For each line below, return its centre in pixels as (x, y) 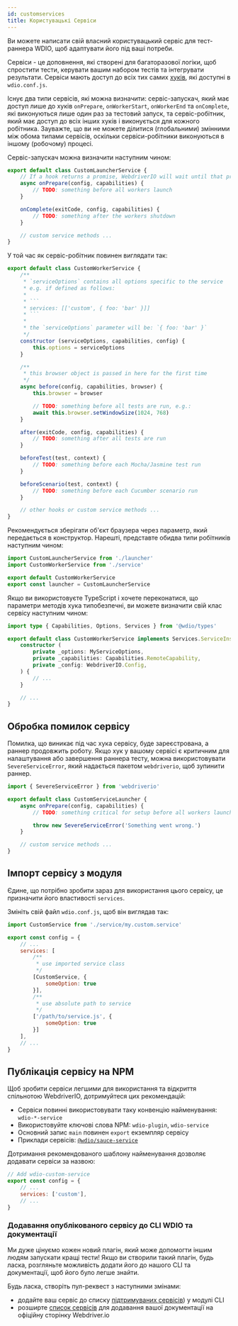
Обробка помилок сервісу (69, 726)
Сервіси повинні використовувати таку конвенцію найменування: (117, 1110)
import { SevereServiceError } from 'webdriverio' (84, 787)
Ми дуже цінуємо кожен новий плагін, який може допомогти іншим (110, 1249)
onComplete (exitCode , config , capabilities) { (90, 209)
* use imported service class (80, 964)
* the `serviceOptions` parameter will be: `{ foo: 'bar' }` (115, 328)
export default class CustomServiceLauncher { (77, 799)
